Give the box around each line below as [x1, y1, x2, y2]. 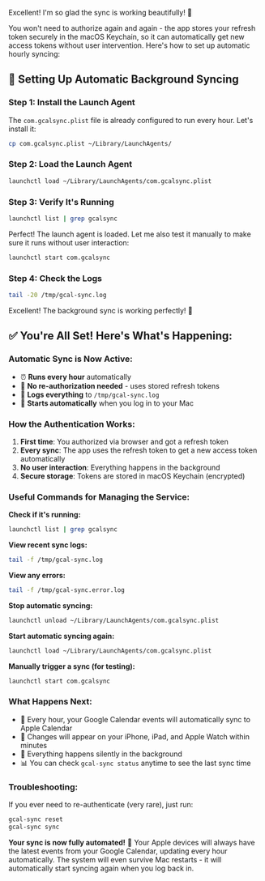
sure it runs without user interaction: [8, 237, 130, 247]
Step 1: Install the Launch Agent [8, 97, 135, 109]
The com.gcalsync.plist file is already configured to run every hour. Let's [8, 115, 254, 125]
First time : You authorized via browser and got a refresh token [19, 436, 229, 446]
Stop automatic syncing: [8, 600, 93, 611]
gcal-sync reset [8, 815, 63, 824]
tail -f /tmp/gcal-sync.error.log [8, 585, 126, 594]
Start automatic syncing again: [8, 631, 115, 641]
